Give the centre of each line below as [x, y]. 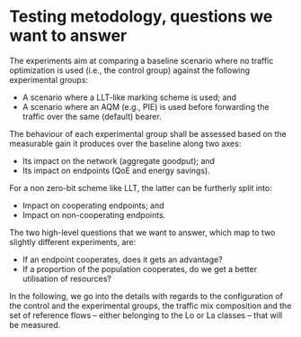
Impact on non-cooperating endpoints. [94, 214]
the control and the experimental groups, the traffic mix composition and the [150, 305]
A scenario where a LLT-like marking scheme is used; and [129, 97]
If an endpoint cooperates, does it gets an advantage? [122, 260]
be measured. [35, 324]
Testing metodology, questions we [141, 17]
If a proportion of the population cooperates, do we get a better [140, 269]
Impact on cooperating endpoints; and [93, 205]
